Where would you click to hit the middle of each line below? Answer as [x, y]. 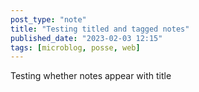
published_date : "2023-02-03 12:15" [86, 38]
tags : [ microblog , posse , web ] [75, 47]
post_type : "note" [48, 19]
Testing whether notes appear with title [91, 76]
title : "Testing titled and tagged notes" [100, 29]
